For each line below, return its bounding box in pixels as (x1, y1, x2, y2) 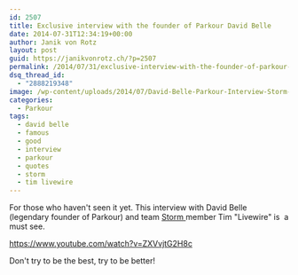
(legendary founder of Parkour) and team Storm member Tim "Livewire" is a (9, 212, 289, 223)
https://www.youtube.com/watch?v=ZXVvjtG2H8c (9, 239, 193, 249)
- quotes (17, 161, 50, 170)
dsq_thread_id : (9, 71, 66, 80)
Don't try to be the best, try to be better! (9, 255, 155, 266)
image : (9, 87, 34, 96)
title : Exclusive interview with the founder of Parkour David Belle (9, 21, 272, 30)
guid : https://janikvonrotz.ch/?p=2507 (9, 54, 157, 63)
